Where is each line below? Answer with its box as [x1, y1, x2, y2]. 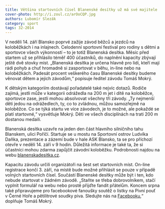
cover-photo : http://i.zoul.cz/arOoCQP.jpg [5, 12, 96, 17]
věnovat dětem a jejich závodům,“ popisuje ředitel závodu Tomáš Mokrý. [5, 76, 153, 82]
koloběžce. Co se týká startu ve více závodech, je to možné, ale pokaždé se [5, 106, 160, 112]
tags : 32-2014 [5, 26, 34, 30]
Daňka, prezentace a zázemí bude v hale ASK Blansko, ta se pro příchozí [5, 136, 153, 143]
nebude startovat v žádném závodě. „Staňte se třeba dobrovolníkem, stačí [5, 178, 156, 183]
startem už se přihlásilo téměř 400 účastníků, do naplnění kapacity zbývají [5, 55, 156, 60]
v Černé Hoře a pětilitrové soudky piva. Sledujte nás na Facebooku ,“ [5, 193, 144, 199]
